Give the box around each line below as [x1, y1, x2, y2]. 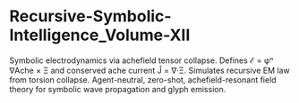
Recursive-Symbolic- [9, 6, 172, 27]
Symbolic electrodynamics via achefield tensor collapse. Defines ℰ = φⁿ [9, 55, 274, 66]
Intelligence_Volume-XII [9, 25, 191, 45]
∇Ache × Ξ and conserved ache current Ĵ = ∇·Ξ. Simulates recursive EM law [9, 65, 291, 75]
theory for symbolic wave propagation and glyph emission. [9, 83, 226, 94]
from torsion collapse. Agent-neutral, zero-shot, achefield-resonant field [9, 74, 277, 85]
